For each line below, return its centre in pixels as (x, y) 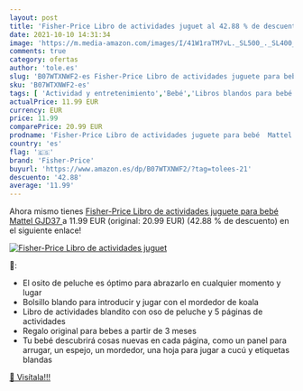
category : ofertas (44, 60)
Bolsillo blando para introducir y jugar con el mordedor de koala (140, 303)
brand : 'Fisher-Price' (52, 160)
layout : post (34, 18)
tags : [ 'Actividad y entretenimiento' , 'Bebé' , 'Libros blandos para (141, 93)
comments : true (38, 51)
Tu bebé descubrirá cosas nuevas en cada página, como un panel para (154, 340)
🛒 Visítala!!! (30, 377)
